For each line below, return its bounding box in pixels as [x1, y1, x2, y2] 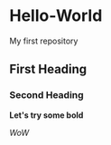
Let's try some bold [9, 110, 84, 121]
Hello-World [9, 5, 103, 26]
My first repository [9, 35, 79, 46]
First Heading [9, 62, 88, 77]
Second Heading [9, 89, 84, 101]
